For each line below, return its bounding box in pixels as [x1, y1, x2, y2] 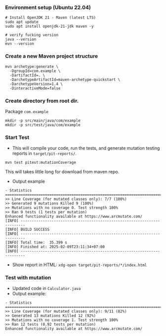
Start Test [5, 134, 30, 140]
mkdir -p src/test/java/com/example [5, 122, 81, 128]
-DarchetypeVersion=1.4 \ [9, 81, 63, 86]
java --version [5, 37, 37, 42]
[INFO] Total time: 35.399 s [5, 240, 68, 245]
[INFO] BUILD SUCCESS [5, 227, 50, 232]
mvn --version [5, 41, 35, 46]
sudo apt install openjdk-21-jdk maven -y [5, 24, 94, 29]
